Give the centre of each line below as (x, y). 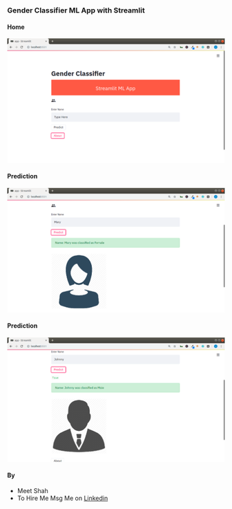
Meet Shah (32, 490)
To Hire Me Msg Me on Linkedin (62, 498)
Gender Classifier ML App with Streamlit (76, 10)
